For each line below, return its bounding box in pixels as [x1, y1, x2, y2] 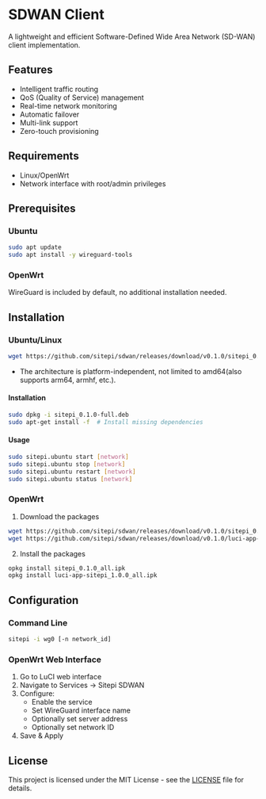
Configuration [8, 593, 79, 607]
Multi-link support [19, 117, 78, 128]
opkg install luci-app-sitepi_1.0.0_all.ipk [8, 572, 158, 579]
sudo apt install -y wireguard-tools [8, 251, 133, 259]
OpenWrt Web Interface [8, 654, 101, 665]
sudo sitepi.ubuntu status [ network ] [8, 475, 133, 483]
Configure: [19, 689, 55, 698]
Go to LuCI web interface [19, 672, 102, 682]
